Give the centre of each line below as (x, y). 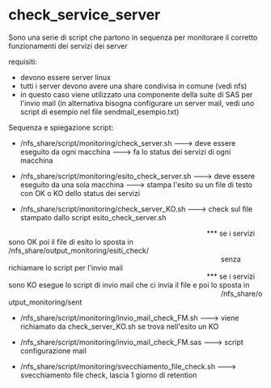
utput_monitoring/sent (45, 302)
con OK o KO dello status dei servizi (80, 193)
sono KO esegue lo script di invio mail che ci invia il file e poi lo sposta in (129, 284)
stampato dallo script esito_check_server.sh (93, 217)
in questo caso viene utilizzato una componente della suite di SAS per (136, 94)
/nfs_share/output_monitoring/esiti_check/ (79, 250)
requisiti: (23, 62)
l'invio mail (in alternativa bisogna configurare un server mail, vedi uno (137, 103)
